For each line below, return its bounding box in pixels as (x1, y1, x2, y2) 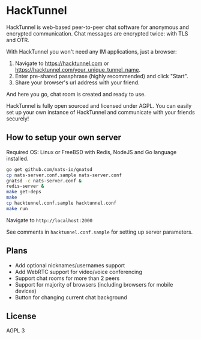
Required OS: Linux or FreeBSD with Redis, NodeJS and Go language (6, 148, 177, 155)
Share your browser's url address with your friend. (14, 79, 140, 86)
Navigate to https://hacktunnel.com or (14, 60, 109, 67)
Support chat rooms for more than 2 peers (14, 275, 120, 282)
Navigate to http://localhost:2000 (6, 216, 93, 223)
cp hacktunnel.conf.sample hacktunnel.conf (6, 200, 117, 206)
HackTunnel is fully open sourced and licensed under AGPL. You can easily (6, 102, 192, 109)
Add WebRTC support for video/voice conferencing (14, 268, 142, 275)
